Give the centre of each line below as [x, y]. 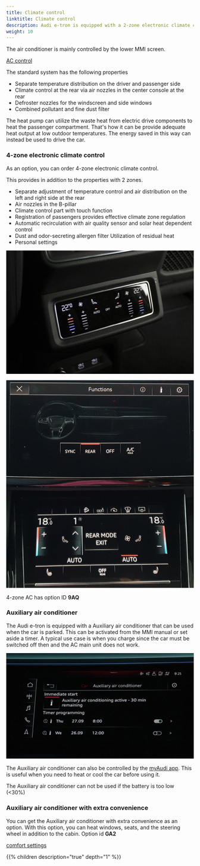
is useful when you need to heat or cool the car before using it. [83, 775]
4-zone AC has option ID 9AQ [43, 597]
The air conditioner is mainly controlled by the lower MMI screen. [86, 49]
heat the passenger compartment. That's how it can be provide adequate [96, 127]
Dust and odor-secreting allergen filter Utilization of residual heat [94, 236]
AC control [19, 61]
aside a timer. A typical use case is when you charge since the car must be [98, 638]
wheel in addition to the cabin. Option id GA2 [61, 833]
